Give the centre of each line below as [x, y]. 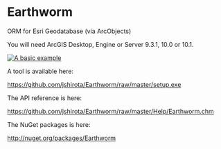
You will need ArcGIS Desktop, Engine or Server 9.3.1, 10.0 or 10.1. [100, 44]
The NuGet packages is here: [49, 124]
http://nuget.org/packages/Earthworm [62, 138]
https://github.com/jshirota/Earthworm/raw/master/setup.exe [94, 84]
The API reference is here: [44, 98]
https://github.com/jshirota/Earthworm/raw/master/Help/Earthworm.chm [111, 111]
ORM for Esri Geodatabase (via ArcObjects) [69, 31]
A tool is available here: [41, 71]
